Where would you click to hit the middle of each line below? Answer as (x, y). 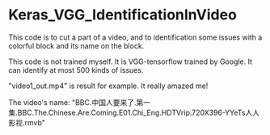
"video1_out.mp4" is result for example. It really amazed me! (108, 86)
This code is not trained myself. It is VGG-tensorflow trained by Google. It (131, 61)
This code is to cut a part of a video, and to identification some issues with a (135, 37)
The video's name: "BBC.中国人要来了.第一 (80, 102)
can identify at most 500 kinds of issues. (76, 70)
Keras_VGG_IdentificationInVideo (122, 15)
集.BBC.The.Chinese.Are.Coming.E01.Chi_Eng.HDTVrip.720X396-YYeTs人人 (134, 112)
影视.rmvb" (27, 122)
